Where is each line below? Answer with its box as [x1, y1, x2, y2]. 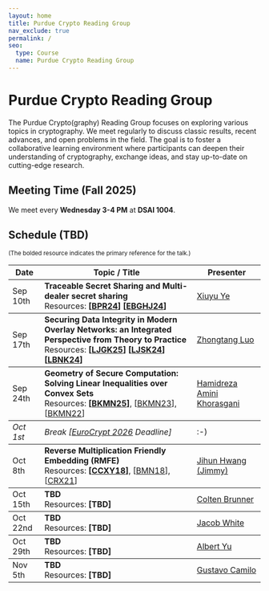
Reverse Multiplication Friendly [43, 445, 167, 456]
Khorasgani [196, 398, 240, 410]
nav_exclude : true [8, 26, 70, 35]
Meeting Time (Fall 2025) [8, 184, 137, 198]
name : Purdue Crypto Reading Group [15, 57, 134, 65]
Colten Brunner [196, 494, 255, 505]
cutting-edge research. [8, 160, 85, 169]
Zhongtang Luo [196, 334, 255, 345]
